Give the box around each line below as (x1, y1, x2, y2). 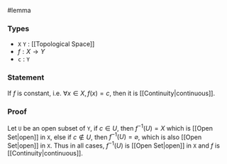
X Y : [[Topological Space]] (17, 40, 95, 48)
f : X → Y (17, 48, 45, 56)
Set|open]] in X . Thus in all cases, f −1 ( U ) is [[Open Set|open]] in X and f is (7, 140, 220, 150)
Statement (7, 72, 45, 82)
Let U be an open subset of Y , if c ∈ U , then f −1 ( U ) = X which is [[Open (7, 122, 213, 132)
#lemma (7, 6, 31, 14)
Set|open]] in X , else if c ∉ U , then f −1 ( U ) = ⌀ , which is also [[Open (7, 131, 202, 141)
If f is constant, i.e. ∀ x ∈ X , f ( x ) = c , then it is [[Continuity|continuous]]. (7, 89, 215, 97)
